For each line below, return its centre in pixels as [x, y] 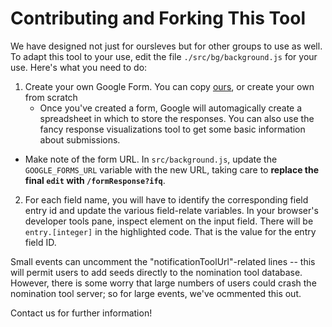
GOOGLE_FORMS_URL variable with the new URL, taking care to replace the [172, 169]
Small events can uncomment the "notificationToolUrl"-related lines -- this [163, 261]
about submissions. [80, 139]
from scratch [51, 97]
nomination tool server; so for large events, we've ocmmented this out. [156, 293]
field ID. [40, 242]
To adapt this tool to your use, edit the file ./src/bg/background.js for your [164, 56]
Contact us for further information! [81, 313]
